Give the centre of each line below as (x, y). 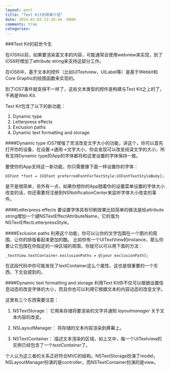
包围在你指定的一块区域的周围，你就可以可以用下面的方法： (81, 246)
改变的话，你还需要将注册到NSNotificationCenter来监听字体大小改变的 (79, 193)
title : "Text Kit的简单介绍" (34, 15)
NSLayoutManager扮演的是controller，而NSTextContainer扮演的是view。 (82, 362)
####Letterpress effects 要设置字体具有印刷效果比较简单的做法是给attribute (84, 210)
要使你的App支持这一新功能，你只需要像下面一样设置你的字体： (72, 167)
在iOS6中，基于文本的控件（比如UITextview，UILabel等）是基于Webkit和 (82, 72)
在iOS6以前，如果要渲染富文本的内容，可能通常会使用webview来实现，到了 (84, 55)
